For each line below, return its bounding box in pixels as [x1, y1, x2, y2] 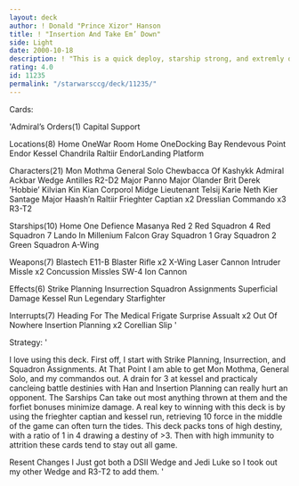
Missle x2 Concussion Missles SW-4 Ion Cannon [9, 266, 188, 276]
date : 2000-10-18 [9, 46, 74, 55]
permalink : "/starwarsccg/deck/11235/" [9, 79, 158, 88]
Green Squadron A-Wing [9, 239, 100, 250]
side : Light [9, 37, 53, 47]
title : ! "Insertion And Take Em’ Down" [9, 29, 162, 38]
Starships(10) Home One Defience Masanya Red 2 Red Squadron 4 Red [9, 220, 271, 231]
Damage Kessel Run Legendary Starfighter [9, 292, 166, 303]
